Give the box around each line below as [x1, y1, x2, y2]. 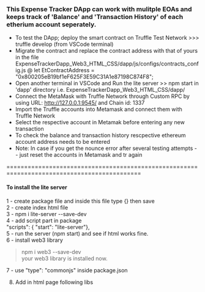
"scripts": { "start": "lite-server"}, [6, 223, 90, 231]
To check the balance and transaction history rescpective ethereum [15, 132, 186, 139]
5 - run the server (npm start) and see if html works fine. [6, 230, 149, 237]
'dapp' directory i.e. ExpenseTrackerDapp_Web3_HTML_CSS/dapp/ [15, 86, 185, 94]
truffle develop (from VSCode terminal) [15, 40, 114, 48]
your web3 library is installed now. [21, 255, 108, 262]
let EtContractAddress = [33, 67, 95, 74]
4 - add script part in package [6, 217, 82, 224]
